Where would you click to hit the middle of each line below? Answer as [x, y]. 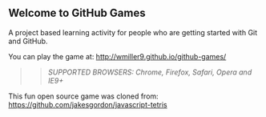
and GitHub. [28, 41]
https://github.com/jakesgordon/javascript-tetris [88, 104]
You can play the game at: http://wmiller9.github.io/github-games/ [117, 56]
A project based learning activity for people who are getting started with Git [133, 32]
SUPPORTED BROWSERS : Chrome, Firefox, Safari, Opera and [150, 72]
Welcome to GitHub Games [77, 13]
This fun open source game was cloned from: [83, 96]
